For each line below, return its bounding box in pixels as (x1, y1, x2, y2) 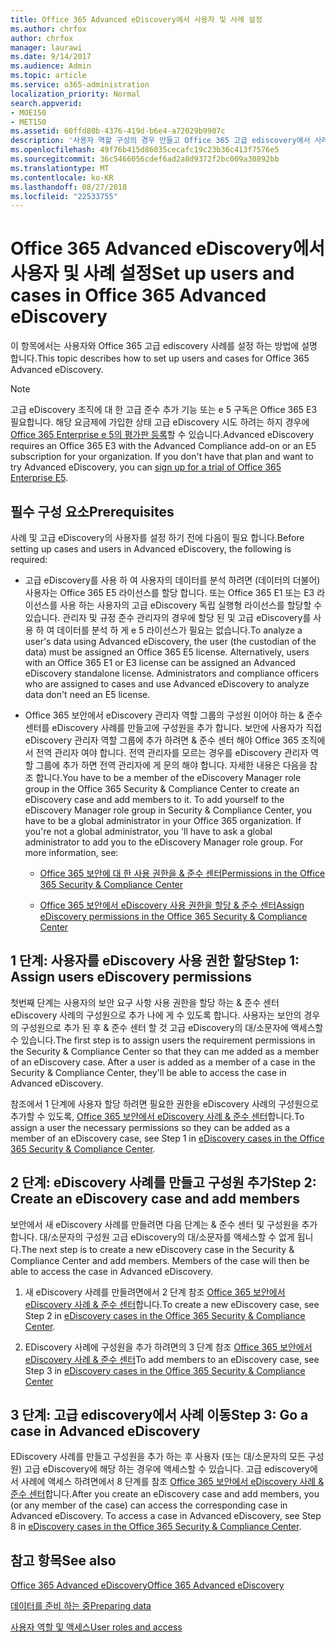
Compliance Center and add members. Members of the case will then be (10, 1254, 310, 1266)
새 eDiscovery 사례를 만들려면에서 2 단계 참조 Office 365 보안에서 (24, 1286, 286, 1298)
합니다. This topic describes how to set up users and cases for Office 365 (10, 352, 310, 365)
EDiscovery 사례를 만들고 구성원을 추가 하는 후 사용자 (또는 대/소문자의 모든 (10, 1451, 306, 1463)
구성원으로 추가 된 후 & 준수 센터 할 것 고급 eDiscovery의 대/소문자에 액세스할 (20, 1021, 324, 1033)
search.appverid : (10, 98, 83, 108)
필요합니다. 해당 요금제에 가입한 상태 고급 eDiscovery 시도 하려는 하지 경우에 (10, 416, 310, 428)
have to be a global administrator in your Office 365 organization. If (24, 815, 302, 826)
